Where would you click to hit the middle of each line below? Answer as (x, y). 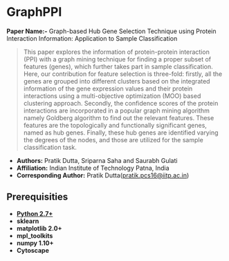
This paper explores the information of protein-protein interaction (117, 52)
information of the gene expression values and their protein (108, 88)
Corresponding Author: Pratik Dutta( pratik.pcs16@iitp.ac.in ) (103, 175)
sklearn (28, 221)
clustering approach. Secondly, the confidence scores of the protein (121, 103)
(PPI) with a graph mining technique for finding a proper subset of (117, 59)
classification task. (50, 147)
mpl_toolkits (35, 235)
